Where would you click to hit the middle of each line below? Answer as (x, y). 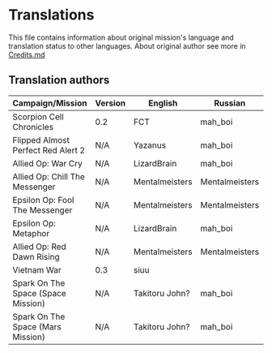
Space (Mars (37, 326)
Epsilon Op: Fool (43, 200)
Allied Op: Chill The (49, 176)
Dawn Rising (36, 256)
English (163, 103)
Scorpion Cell (38, 117)
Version (110, 103)
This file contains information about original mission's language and (121, 37)
